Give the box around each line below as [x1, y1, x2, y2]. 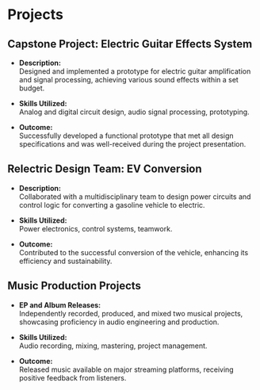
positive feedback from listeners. [18, 373, 127, 382]
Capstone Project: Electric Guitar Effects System [7, 37, 253, 51]
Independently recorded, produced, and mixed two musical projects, [18, 308, 243, 318]
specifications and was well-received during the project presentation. [18, 140, 247, 148]
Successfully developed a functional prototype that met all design [18, 131, 235, 140]
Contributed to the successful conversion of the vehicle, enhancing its [18, 247, 249, 257]
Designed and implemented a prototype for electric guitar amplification [18, 67, 251, 76]
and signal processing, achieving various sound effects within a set [18, 75, 239, 84]
